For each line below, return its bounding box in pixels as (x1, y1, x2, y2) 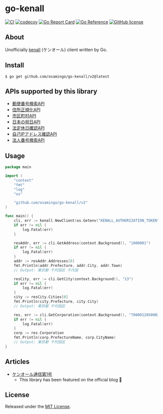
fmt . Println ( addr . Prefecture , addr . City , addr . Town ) (14, 263, 123, 268)
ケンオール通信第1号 (12, 371, 52, 377)
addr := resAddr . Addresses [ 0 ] (14, 259, 75, 263)
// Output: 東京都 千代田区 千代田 (14, 267, 79, 273)
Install (5, 61, 24, 70)
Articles (5, 358, 30, 366)
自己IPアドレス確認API (12, 131, 57, 137)
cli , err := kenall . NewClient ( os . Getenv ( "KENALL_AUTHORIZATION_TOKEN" (14, 218, 160, 223)
